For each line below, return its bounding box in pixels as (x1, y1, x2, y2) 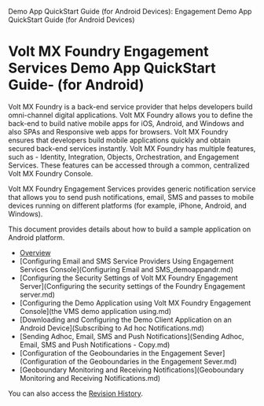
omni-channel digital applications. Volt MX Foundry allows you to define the (8, 110, 253, 120)
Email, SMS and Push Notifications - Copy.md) (19, 340, 170, 349)
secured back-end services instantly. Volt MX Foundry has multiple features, (8, 143, 256, 153)
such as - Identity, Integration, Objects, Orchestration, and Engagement (8, 152, 240, 161)
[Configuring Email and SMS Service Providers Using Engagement (19, 256, 234, 266)
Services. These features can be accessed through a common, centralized (8, 161, 250, 170)
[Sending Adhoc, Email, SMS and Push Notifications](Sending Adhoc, (19, 331, 245, 341)
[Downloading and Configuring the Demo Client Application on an (19, 315, 232, 324)
